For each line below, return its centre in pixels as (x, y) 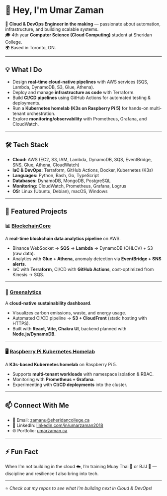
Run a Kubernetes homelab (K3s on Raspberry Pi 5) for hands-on (81, 108)
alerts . (19, 264)
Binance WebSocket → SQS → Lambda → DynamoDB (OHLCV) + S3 (83, 248)
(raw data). (24, 254)
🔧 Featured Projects (36, 211)
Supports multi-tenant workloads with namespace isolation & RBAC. (83, 374)
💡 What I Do (24, 70)
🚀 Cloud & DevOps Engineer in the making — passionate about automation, (83, 24)
